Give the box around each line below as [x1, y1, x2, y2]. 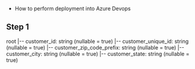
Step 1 [6, 22, 30, 32]
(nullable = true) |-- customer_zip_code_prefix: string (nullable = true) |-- [6, 44, 184, 51]
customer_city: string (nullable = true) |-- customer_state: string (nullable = [6, 50, 190, 57]
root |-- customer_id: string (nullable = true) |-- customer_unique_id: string [6, 38, 189, 45]
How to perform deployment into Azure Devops [14, 5, 131, 12]
